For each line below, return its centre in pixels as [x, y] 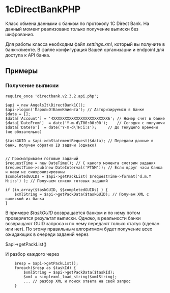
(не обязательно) [24, 132]
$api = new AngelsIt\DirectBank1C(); [45, 105]
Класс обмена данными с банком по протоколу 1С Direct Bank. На [77, 23]
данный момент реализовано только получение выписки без [72, 29]
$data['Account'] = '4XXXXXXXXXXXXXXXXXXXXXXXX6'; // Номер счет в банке [85, 118]
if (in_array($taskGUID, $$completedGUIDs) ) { [57, 190]
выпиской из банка [25, 199]
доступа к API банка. [28, 55]
